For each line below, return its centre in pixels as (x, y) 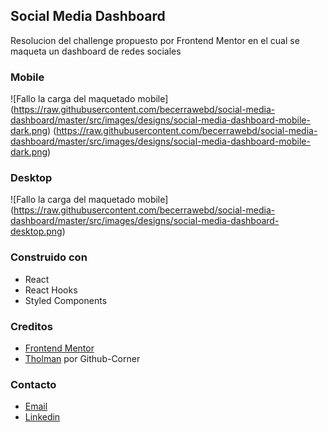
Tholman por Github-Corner (82, 358)
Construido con (49, 257)
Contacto (33, 384)
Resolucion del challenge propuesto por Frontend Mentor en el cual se (155, 40)
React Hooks (51, 290)
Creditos (31, 326)
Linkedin (42, 417)
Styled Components (66, 300)
